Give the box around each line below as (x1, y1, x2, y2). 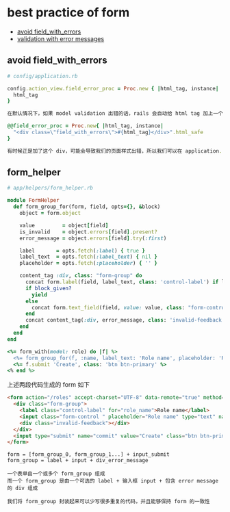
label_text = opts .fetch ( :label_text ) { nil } (19, 253, 157, 261)
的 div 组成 (7, 485, 38, 492)
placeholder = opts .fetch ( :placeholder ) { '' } (19, 260, 157, 267)
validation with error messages (16, 34, 105, 42)
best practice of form (7, 5, 130, 21)
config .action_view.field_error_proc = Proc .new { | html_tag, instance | (7, 85, 219, 92)
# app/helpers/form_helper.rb (7, 185, 94, 192)
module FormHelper (7, 197, 60, 204)
